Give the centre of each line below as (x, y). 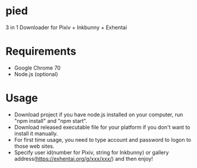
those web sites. (34, 146)
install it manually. (36, 133)
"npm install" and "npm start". (50, 121)
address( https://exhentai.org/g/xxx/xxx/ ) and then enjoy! (83, 159)
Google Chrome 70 (37, 68)
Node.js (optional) (36, 74)
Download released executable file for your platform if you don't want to (102, 127)
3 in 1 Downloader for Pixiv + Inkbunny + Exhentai (66, 27)
